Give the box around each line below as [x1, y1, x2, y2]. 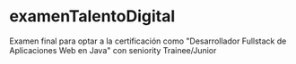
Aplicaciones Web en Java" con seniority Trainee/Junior [9, 44, 217, 55]
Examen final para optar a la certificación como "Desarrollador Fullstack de [9, 36, 287, 46]
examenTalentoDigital [9, 6, 176, 27]
